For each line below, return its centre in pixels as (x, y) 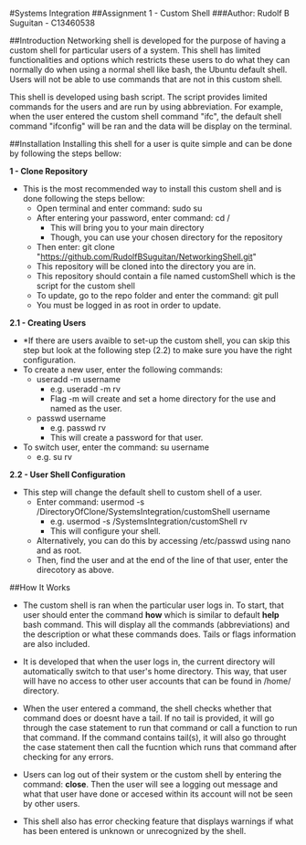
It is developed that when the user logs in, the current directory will (149, 662)
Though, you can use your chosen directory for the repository (166, 237)
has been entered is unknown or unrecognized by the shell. (134, 831)
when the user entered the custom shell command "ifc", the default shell (145, 116)
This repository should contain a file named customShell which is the (166, 276)
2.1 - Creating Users (48, 323)
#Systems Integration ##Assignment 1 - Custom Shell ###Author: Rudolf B (149, 13)
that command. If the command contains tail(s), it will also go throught (154, 737)
